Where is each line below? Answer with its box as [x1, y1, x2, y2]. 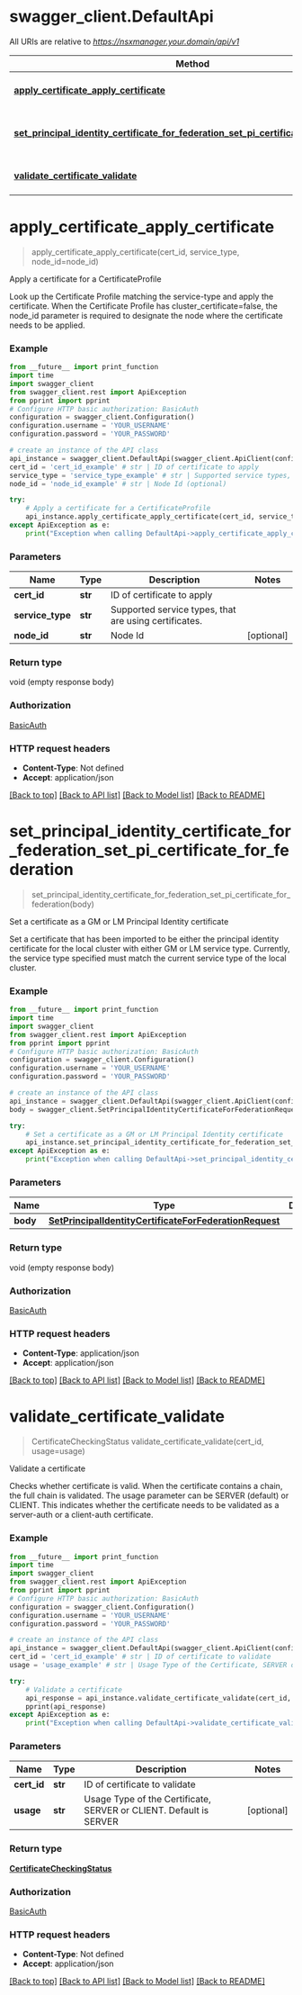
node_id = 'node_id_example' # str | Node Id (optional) [9, 479, 227, 488]
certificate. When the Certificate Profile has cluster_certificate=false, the [9, 300, 279, 311]
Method [174, 57, 210, 69]
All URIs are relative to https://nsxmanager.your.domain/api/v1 [9, 36, 240, 47]
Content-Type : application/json [22, 1348, 139, 1359]
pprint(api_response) [25, 1702, 106, 1711]
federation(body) [31, 898, 94, 909]
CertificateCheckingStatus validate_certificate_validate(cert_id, [31, 1436, 264, 1447]
